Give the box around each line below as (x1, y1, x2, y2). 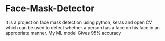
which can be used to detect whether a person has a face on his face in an (5, 24, 160, 30)
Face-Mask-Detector (5, 3, 95, 14)
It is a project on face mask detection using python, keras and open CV (5, 19, 152, 25)
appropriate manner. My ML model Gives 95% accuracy (5, 30, 121, 36)
